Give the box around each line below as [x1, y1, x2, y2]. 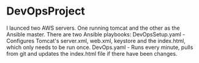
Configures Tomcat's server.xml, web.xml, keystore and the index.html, [6, 37, 186, 44]
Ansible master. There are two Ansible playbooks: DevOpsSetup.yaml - [6, 30, 186, 38]
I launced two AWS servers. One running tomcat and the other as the [6, 24, 180, 31]
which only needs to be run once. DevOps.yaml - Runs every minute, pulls [6, 44, 193, 51]
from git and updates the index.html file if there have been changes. [6, 50, 178, 57]
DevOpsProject [6, 4, 86, 18]
